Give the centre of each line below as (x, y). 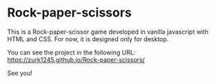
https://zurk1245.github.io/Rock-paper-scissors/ (76, 59)
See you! (20, 73)
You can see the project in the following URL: (71, 52)
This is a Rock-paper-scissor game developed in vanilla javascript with (108, 32)
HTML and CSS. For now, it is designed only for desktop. (88, 39)
